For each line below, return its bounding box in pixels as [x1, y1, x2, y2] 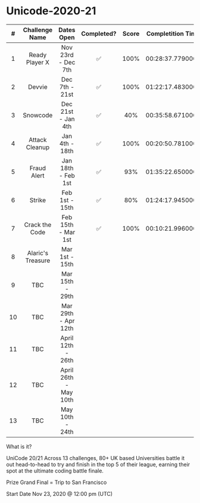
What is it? [6, 443, 32, 450]
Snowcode [23, 111, 53, 119]
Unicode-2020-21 [6, 4, 96, 18]
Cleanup [26, 143, 49, 151]
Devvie [27, 82, 48, 91]
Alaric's [27, 249, 49, 257]
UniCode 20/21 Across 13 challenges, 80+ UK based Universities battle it [6, 454, 185, 461]
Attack [29, 135, 47, 144]
